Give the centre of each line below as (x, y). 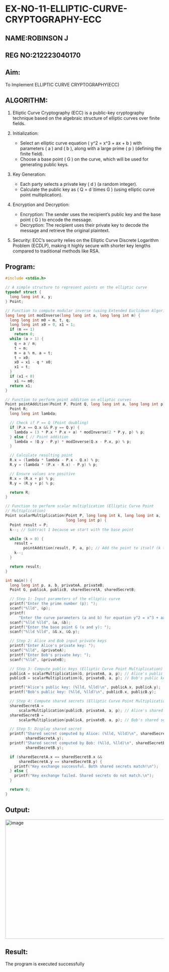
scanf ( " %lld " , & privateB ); (38, 659)
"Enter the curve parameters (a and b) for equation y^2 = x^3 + (88, 618)
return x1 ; (21, 386)
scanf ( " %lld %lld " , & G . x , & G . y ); (45, 632)
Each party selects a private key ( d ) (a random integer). (78, 184)
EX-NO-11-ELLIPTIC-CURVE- (66, 9)
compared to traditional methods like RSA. (56, 251)
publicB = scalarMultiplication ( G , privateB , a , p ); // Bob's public (84, 678)
